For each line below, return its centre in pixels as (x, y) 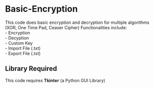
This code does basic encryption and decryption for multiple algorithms (77, 22)
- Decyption (17, 38)
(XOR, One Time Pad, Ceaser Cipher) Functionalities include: (66, 27)
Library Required (31, 69)
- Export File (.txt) (23, 53)
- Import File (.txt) (23, 48)
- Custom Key (19, 43)
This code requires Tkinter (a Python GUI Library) (55, 80)
